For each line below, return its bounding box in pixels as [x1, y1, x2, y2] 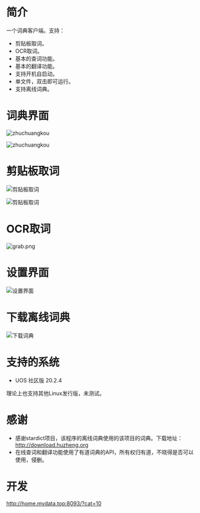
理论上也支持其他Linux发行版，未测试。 [6, 390, 105, 397]
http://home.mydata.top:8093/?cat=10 [6, 500, 102, 508]
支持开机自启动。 [15, 70, 58, 77]
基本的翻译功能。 [15, 62, 58, 70]
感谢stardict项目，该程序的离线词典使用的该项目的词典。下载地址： [15, 434, 183, 441]
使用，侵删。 [15, 456, 47, 463]
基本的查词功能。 [15, 55, 58, 62]
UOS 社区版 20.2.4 [15, 376, 62, 384]
